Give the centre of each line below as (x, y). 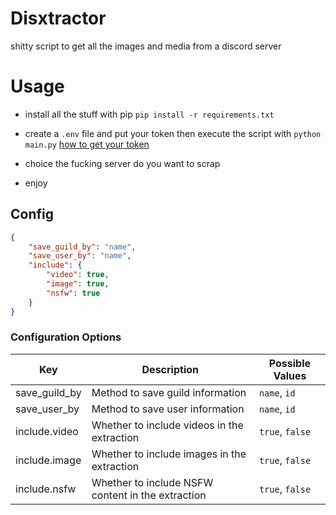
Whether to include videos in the (167, 425)
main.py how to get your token (87, 144)
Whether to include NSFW (152, 482)
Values (290, 375)
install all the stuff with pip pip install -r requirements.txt (149, 114)
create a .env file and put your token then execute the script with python (173, 133)
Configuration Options (66, 337)
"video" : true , (78, 275)
